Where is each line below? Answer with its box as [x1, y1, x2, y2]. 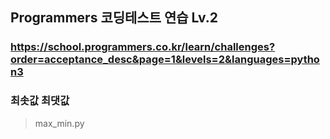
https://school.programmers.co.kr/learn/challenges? [10, 40, 276, 54]
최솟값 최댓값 [10, 94, 70, 108]
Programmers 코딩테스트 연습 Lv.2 [10, 9, 219, 27]
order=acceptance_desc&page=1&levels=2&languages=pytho [10, 53, 320, 67]
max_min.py [34, 117, 85, 129]
